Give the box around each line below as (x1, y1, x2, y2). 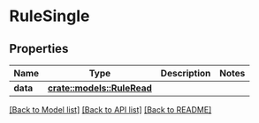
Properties (9, 41, 69, 56)
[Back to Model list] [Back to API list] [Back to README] (9, 105, 212, 115)
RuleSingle (9, 6, 90, 26)
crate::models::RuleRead (47, 82, 153, 94)
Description (160, 68, 211, 79)
